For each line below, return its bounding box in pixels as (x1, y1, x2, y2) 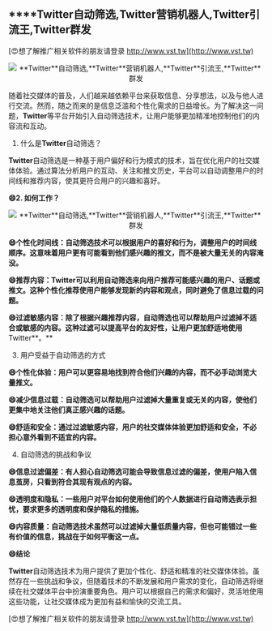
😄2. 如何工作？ (8, 193, 60, 203)
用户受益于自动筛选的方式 (19, 350, 106, 359)
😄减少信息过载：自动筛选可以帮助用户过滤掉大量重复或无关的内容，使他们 (8, 394, 257, 404)
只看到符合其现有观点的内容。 (36, 477, 136, 487)
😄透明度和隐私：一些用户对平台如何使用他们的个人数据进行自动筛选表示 (8, 494, 250, 504)
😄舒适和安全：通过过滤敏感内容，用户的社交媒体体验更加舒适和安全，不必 (8, 422, 257, 431)
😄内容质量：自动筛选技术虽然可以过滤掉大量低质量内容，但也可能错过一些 (8, 522, 257, 531)
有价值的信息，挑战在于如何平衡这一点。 (8, 531, 143, 541)
